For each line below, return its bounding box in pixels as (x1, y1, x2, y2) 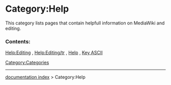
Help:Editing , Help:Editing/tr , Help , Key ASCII (5, 49, 103, 56)
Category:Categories (5, 60, 49, 66)
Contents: (5, 38, 31, 45)
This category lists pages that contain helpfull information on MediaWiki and (5, 20, 165, 26)
